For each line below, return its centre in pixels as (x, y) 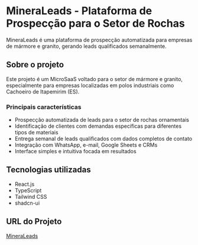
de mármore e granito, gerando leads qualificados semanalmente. (86, 46)
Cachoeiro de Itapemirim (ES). (43, 91)
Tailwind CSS (31, 196)
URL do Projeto (34, 222)
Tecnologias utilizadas (48, 170)
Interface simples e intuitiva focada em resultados (76, 151)
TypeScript (28, 190)
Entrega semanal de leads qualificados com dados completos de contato (103, 139)
